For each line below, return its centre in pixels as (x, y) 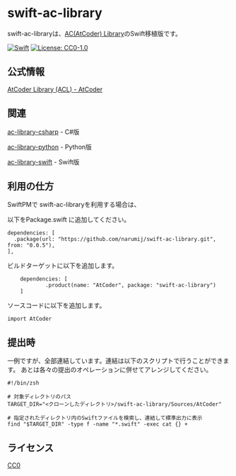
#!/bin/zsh (23, 383)
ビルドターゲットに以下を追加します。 (63, 266)
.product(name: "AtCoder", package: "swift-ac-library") (131, 285)
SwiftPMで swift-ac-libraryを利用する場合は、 (74, 205)
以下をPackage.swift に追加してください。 (69, 220)
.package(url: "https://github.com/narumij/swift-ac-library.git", (115, 239)
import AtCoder (30, 319)
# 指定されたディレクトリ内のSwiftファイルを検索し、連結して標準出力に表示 (105, 418)
